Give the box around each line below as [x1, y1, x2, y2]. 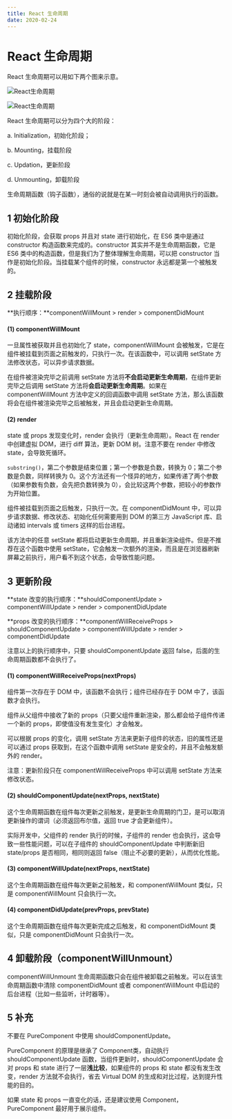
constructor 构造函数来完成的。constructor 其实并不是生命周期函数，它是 [7, 241, 216, 249]
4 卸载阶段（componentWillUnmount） [7, 952, 178, 965]
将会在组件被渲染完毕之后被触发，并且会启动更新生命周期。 [7, 399, 177, 407]
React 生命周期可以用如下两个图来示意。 [7, 73, 122, 81]
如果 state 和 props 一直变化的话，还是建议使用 [7, 1095, 142, 1104]
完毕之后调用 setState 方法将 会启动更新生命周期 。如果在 [7, 382, 168, 390]
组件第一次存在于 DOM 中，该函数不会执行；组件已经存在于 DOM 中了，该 [7, 687, 219, 696]
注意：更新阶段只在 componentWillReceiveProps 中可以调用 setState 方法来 [7, 766, 222, 775]
